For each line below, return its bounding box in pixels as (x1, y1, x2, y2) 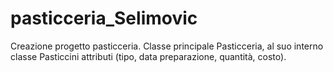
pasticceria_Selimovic (10, 7, 198, 30)
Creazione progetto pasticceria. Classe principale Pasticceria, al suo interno (10, 40, 324, 52)
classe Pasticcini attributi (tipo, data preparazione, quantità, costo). (10, 50, 287, 62)
